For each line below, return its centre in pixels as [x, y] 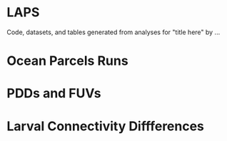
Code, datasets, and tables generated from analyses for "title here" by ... [113, 32]
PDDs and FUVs [54, 94]
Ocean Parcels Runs [68, 61]
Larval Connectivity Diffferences [106, 126]
